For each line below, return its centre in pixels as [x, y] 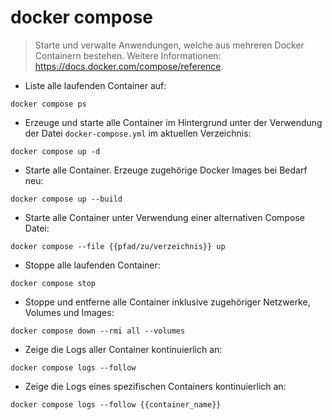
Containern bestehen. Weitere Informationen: [128, 55]
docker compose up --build [66, 199]
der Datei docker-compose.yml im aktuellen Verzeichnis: [138, 133]
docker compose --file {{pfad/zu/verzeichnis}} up [118, 246]
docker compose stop [53, 283]
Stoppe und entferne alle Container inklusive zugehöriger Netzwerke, [167, 302]
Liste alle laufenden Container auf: [95, 85]
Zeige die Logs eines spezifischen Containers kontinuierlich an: [155, 386]
